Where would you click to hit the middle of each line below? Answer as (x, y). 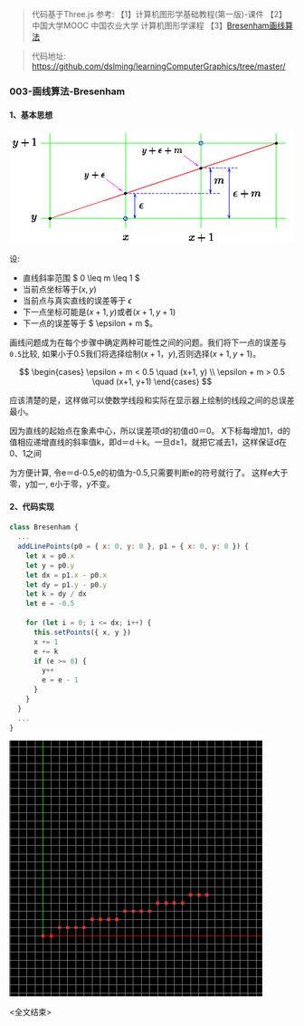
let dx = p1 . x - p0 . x (66, 575)
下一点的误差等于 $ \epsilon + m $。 (90, 323)
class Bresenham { (44, 527)
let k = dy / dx (57, 594)
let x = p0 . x (50, 556)
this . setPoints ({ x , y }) (82, 632)
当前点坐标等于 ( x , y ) (59, 290)
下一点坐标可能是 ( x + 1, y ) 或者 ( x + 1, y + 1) (99, 312)
